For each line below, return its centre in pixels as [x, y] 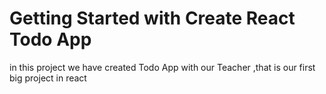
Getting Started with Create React [152, 18]
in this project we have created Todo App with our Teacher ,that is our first [162, 67]
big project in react [48, 78]
